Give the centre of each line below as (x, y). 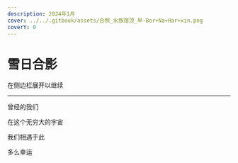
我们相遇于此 (26, 137)
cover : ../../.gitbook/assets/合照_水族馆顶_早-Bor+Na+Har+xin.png (105, 21)
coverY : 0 (22, 27)
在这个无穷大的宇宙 (35, 122)
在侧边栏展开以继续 (35, 85)
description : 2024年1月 (41, 14)
